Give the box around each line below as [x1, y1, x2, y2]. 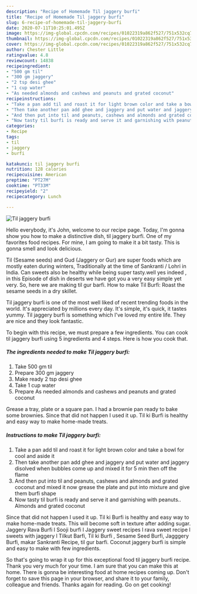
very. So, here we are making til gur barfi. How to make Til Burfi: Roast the [6, 281, 185, 288]
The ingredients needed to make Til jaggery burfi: [6, 348, 130, 355]
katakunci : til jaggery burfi [6, 161, 80, 167]
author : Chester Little [6, 47, 64, 53]
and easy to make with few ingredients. [6, 545, 101, 552]
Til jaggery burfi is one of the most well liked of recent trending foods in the [6, 298, 189, 306]
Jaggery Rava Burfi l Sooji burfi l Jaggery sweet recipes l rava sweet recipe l [6, 526, 191, 534]
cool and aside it [14, 453, 55, 460]
